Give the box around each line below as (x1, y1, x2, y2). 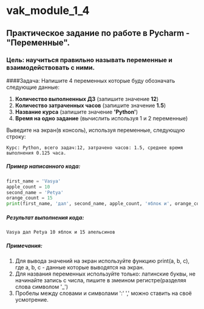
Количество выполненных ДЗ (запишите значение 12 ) (15, 95, 159, 102)
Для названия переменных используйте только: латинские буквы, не (15, 270, 196, 277)
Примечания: (6, 241, 42, 249)
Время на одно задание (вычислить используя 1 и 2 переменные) (15, 114, 188, 122)
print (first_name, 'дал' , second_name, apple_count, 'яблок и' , (6, 201, 172, 207)
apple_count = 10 (6, 184, 50, 190)
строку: (6, 133, 26, 140)
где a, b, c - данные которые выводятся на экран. (15, 264, 144, 271)
